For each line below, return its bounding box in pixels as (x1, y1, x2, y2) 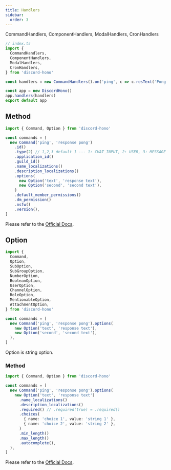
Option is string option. (5, 349, 54, 355)
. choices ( (18, 412, 40, 417)
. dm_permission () (14, 197, 52, 203)
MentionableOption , (10, 297, 52, 302)
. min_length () (18, 430, 50, 436)
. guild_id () (14, 159, 40, 165)
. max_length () (18, 436, 50, 441)
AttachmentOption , (10, 302, 50, 307)
